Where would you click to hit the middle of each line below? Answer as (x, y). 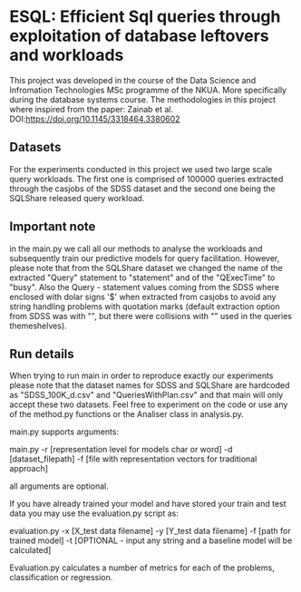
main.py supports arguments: (64, 432)
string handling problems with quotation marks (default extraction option (145, 306)
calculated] (30, 550)
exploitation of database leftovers (139, 36)
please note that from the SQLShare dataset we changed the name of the (146, 267)
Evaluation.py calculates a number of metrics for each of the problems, (142, 568)
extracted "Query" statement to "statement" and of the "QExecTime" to (142, 277)
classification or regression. (61, 577)
